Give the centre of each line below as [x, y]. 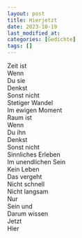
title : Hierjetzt [32, 20]
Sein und [20, 206]
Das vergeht [25, 177]
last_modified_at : [34, 33]
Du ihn [17, 132]
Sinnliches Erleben [34, 154]
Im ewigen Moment [35, 110]
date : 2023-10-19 [32, 26]
